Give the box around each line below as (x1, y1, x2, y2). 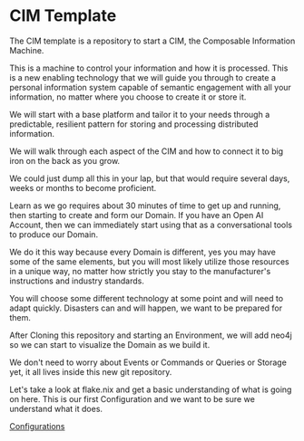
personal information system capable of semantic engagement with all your (9, 81, 292, 92)
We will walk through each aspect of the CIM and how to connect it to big (9, 146, 284, 157)
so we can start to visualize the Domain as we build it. (9, 339, 211, 350)
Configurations (9, 420, 65, 431)
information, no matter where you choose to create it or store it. (9, 91, 247, 102)
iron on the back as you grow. (9, 155, 121, 166)
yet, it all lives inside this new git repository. (9, 366, 172, 377)
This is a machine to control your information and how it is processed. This (9, 62, 289, 73)
